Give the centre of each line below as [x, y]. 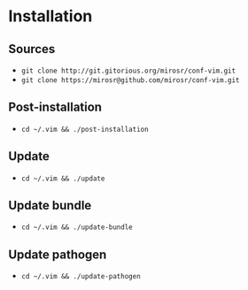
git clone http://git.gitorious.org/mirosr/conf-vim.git [128, 71]
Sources [32, 49]
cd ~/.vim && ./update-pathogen [81, 277]
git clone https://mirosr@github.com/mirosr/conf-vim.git [130, 80]
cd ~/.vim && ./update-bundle [77, 227]
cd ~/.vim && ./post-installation [85, 129]
